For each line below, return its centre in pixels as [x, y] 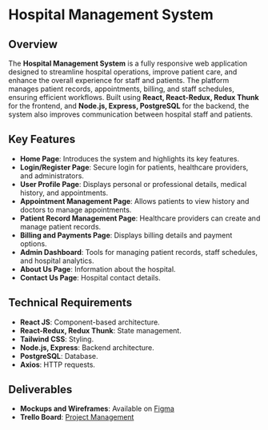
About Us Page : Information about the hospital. [98, 269]
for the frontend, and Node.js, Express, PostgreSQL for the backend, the [129, 106]
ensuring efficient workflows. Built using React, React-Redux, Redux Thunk [134, 97]
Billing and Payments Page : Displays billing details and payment [126, 235]
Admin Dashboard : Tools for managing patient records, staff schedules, [139, 252]
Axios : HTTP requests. [58, 364]
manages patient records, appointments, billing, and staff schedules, [121, 89]
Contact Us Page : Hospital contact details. [90, 277]
